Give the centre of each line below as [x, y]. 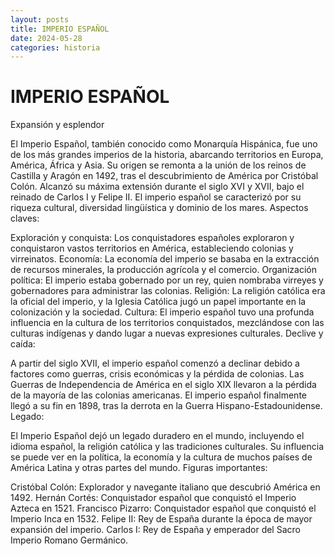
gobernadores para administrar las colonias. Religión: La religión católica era [168, 291]
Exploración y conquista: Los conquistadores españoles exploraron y [152, 238]
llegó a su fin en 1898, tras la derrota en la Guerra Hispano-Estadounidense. [166, 406]
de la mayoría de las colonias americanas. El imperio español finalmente [158, 395]
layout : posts [40, 19]
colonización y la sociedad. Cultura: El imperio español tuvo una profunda [162, 312]
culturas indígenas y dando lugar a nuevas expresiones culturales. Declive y [167, 333]
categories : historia [55, 47]
